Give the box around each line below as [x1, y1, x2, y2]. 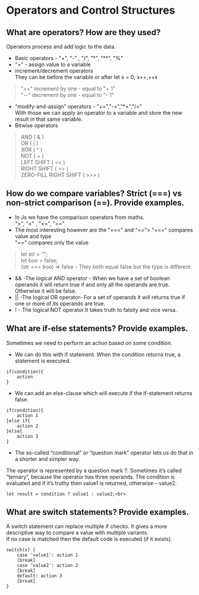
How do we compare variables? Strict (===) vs [6, 189, 182, 199]
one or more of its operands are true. [14, 300, 106, 307]
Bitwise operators [14, 122, 58, 129]
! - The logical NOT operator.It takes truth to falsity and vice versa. [14, 306, 177, 313]
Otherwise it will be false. [14, 287, 77, 295]
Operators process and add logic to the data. [6, 43, 116, 50]
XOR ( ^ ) [20, 146, 43, 153]
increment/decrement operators [14, 67, 93, 74]
